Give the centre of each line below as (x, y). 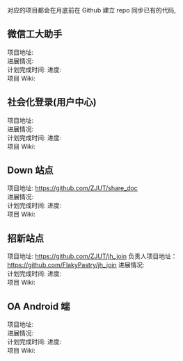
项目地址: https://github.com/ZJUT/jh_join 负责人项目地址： (92, 256)
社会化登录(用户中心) (52, 102)
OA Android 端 (39, 307)
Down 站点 (30, 170)
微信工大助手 (35, 34)
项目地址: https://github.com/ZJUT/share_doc (72, 188)
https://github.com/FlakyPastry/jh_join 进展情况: (76, 265)
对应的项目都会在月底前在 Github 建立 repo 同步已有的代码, (91, 10)
